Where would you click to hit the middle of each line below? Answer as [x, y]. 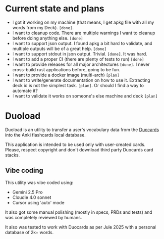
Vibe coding [24, 170]
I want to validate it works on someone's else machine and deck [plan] [85, 96]
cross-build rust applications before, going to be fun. [66, 69]
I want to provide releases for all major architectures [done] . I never [81, 64]
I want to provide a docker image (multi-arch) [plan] [66, 75]
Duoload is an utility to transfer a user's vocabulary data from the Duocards [82, 130]
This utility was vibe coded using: [39, 182]
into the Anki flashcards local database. [45, 135]
